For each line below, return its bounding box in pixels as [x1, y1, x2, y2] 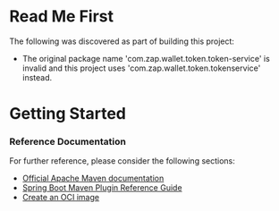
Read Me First [9, 6, 114, 27]
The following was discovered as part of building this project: [9, 36, 235, 46]
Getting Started [9, 104, 127, 124]
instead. [21, 72, 53, 82]
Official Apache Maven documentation [21, 173, 165, 184]
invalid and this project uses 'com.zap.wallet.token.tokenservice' [21, 63, 261, 73]
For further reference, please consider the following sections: [9, 156, 235, 166]
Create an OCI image [21, 192, 100, 203]
